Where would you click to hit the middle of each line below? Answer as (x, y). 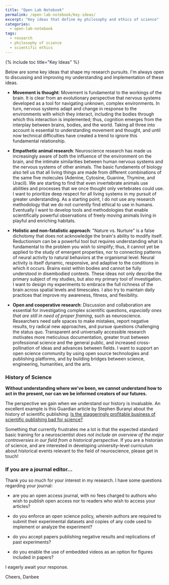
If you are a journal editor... (39, 469)
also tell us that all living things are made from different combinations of (87, 172)
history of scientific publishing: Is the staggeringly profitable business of (80, 414)
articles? (21, 506)
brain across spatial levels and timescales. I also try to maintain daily (83, 290)
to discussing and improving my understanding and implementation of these (84, 77)
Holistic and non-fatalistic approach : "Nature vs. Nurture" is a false (83, 230)
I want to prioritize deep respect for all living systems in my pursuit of (84, 193)
